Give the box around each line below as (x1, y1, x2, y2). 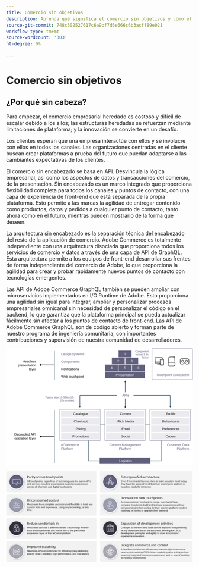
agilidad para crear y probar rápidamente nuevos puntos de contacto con (6, 268, 185, 275)
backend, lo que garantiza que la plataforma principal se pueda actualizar (6, 311, 186, 318)
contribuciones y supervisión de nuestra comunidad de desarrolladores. (6, 336, 182, 343)
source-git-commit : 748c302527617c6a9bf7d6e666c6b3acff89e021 (6, 22, 163, 28)
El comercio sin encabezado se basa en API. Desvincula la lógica (6, 167, 165, 175)
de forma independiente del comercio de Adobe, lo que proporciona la (6, 261, 178, 268)
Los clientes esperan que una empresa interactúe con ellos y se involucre (6, 137, 186, 144)
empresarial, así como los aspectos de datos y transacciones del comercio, (6, 174, 190, 181)
